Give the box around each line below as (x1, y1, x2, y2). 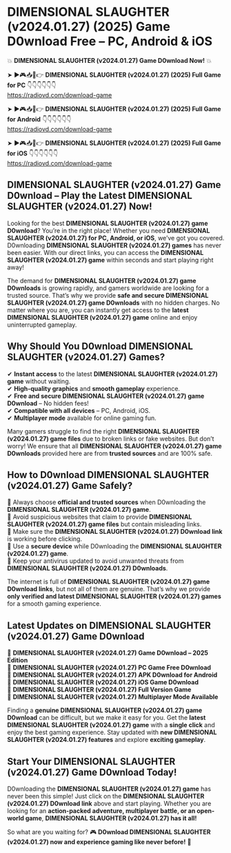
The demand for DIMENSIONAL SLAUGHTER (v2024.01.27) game (7, 276, 197, 285)
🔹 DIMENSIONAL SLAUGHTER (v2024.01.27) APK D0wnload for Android (7, 671, 218, 679)
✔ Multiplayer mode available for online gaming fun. (7, 414, 157, 422)
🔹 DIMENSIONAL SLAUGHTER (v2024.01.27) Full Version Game (7, 685, 192, 694)
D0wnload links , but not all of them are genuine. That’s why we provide (7, 585, 211, 593)
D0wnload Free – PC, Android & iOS (7, 34, 212, 49)
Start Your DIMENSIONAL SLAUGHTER (7, 756, 176, 767)
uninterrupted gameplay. (7, 320, 77, 329)
